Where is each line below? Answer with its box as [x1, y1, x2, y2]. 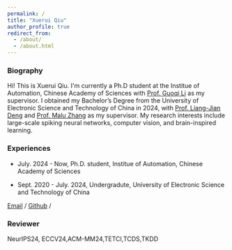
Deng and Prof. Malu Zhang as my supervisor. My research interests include [7, 111, 225, 119]
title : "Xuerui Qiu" [7, 17, 68, 24]
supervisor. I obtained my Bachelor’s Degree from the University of [7, 96, 199, 105]
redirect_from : [7, 29, 52, 37]
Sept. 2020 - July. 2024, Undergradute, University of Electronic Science [17, 180, 225, 189]
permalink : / [7, 10, 45, 17]
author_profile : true [7, 23, 70, 30]
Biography [7, 66, 43, 75]
